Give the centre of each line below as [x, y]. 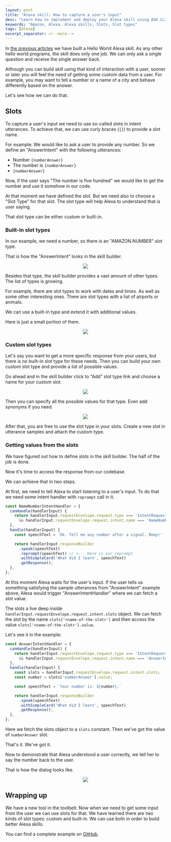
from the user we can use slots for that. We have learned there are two [79, 813]
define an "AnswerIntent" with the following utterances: [63, 150]
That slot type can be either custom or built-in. [54, 217]
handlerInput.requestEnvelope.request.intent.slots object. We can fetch [83, 613]
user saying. [18, 207]
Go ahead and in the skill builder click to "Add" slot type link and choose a [83, 377]
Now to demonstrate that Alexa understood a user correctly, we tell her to [82, 755]
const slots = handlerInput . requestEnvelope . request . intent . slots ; [87, 673]
